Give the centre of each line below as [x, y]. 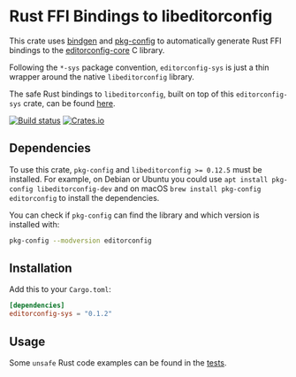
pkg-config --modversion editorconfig [80, 241]
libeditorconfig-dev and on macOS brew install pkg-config [149, 188]
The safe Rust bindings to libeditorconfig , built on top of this [121, 94]
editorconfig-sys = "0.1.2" [61, 314]
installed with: [34, 224]
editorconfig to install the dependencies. [84, 197]
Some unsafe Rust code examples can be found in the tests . [118, 363]
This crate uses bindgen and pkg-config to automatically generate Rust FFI [145, 41]
